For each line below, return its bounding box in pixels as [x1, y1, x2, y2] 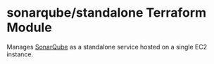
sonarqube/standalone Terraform [6, 5, 207, 21]
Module [6, 19, 52, 35]
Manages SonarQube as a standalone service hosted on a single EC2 [6, 42, 208, 51]
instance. [6, 50, 34, 58]
